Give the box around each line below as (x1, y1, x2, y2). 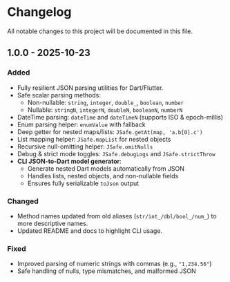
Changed (7, 196, 39, 206)
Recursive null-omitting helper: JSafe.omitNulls (17, 142, 153, 151)
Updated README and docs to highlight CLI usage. (17, 226, 163, 235)
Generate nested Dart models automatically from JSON (27, 164, 185, 173)
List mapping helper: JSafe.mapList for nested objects (17, 135, 171, 143)
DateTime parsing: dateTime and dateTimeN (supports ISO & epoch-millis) (17, 113, 223, 121)
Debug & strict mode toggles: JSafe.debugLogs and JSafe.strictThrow (17, 149, 215, 158)
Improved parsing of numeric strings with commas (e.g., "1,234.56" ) (17, 260, 212, 268)
